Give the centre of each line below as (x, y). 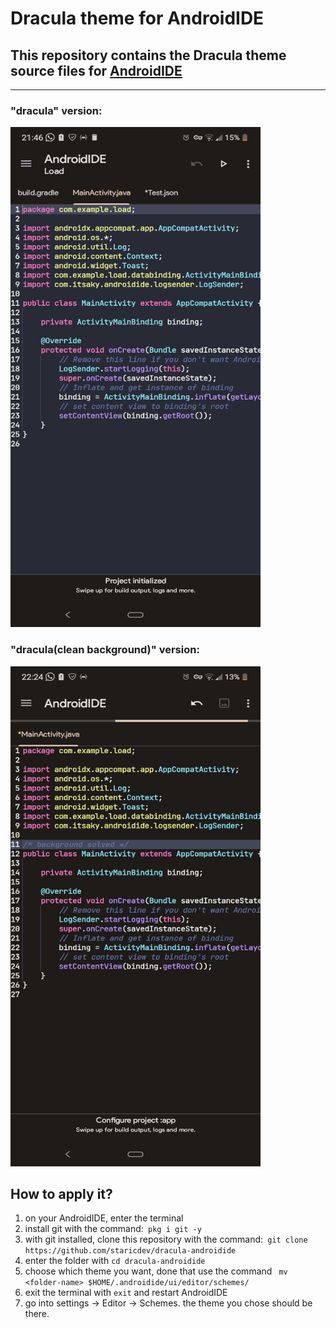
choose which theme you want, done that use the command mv (156, 1271)
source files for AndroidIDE (96, 70)
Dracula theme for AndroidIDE (137, 18)
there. (37, 1314)
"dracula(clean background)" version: (105, 650)
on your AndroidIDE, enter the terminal (104, 1218)
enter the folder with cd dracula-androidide (115, 1261)
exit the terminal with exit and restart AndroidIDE (126, 1293)
